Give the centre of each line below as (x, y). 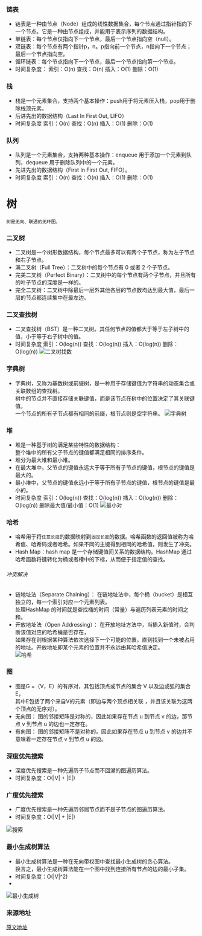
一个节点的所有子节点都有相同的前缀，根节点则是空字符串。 (89, 413)
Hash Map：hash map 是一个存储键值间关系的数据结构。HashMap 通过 (103, 552)
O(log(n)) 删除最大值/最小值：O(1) (57, 505)
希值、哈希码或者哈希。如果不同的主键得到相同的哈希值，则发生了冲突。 (105, 544)
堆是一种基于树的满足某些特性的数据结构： (68, 445)
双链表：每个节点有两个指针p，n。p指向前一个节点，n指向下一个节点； (103, 47)
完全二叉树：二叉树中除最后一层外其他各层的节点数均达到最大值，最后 (102, 290)
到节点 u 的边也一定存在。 (58, 724)
